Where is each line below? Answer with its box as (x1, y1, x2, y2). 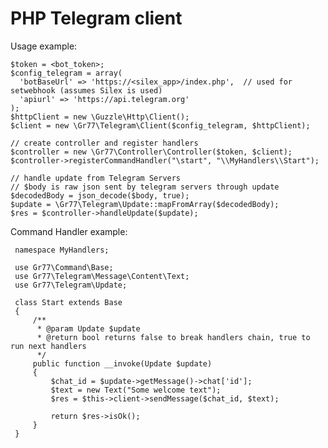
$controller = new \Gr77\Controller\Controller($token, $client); (10, 147, 293, 157)
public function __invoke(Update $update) (32, 358, 213, 369)
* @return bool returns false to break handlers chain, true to (36, 332, 311, 342)
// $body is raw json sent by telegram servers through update (10, 182, 280, 192)
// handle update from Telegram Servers (10, 173, 182, 183)
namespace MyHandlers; (14, 245, 110, 255)
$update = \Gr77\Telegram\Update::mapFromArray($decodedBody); (10, 199, 280, 209)
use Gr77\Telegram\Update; (14, 280, 128, 290)
